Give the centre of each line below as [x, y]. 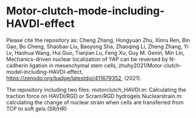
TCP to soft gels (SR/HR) [37, 108]
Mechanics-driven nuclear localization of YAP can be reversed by [87, 59]
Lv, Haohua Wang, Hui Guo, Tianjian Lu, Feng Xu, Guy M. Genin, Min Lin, [95, 52]
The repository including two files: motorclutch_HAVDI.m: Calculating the [96, 89]
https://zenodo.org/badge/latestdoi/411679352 [64, 78]
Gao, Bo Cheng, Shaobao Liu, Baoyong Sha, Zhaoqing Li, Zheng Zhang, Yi [97, 46]
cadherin [17, 65]
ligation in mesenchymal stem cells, [73, 65]
